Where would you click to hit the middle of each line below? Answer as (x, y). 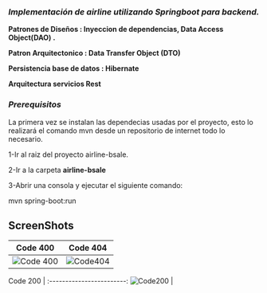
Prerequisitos (35, 104)
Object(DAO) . (32, 37)
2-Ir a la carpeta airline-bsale (57, 170)
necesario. (26, 139)
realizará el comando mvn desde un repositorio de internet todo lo (117, 131)
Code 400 (35, 248)
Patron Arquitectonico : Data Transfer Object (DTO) (94, 53)
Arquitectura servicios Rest (55, 84)
